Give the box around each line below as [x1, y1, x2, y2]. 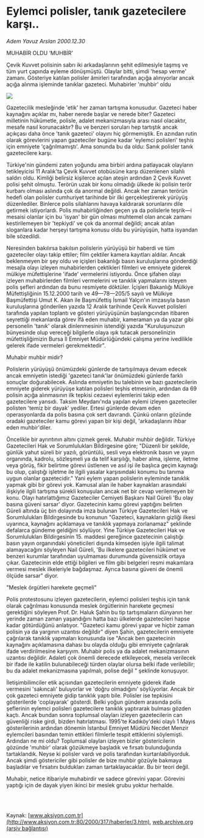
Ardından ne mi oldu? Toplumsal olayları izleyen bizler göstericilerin [6, 737, 175, 745]
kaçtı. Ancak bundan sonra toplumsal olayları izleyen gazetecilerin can [6, 711, 183, 718]
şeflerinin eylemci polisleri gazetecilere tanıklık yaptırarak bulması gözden [6, 704, 191, 712]
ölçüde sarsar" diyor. [6, 572, 59, 579]
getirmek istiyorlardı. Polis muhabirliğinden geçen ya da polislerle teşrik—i [6, 206, 192, 214]
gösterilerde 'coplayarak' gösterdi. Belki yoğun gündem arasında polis [6, 698, 182, 705]
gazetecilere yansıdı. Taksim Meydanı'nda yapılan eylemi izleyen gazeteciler [6, 398, 197, 405]
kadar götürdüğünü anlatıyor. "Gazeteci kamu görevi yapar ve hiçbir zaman [6, 621, 195, 628]
